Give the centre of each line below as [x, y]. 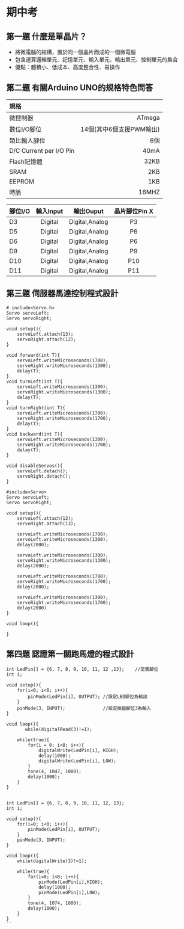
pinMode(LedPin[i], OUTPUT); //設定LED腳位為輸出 [88, 697]
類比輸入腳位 [28, 140]
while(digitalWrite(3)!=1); [52, 861]
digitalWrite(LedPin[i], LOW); [77, 761]
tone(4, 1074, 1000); [55, 903]
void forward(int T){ [33, 355]
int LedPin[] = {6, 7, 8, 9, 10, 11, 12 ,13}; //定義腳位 [82, 669]
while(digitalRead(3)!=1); [59, 730]
